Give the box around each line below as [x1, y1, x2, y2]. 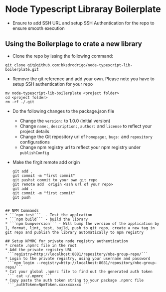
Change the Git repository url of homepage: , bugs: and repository [19, 134, 153, 140]
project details [19, 128, 50, 134]
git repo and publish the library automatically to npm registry [5, 230, 144, 235]
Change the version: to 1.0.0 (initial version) [19, 118, 111, 124]
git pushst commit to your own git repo [12, 177, 98, 182]
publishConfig [19, 150, 49, 155]
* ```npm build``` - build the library [5, 217, 88, 222]
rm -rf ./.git [5, 99, 35, 104]
